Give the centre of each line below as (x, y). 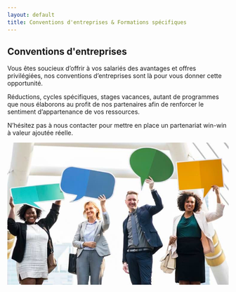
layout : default (31, 15)
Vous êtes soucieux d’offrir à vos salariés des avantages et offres (102, 68)
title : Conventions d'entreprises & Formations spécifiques (97, 22)
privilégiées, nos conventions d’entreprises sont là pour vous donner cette (115, 76)
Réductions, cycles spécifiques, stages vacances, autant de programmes (113, 97)
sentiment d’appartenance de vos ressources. (74, 112)
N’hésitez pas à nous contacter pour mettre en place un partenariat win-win (117, 126)
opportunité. (25, 84)
